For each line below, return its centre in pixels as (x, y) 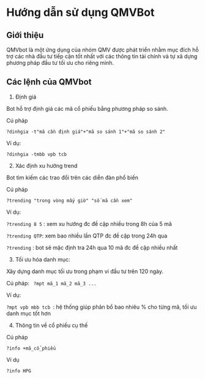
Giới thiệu (25, 35)
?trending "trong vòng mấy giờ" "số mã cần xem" (69, 201)
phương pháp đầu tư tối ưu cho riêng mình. (60, 63)
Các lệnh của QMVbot (49, 82)
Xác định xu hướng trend (46, 165)
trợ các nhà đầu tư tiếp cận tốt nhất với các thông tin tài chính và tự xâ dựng (102, 56)
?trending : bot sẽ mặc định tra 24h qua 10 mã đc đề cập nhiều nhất (92, 247)
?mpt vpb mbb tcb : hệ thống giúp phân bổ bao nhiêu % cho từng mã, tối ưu (102, 307)
